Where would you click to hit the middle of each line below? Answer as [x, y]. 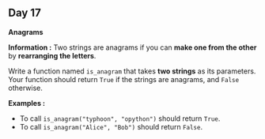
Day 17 [25, 13]
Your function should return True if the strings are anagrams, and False [124, 79]
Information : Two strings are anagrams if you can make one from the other [132, 47]
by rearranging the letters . [52, 55]
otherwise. [26, 88]
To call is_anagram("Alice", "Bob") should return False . [111, 126]
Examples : [27, 103]
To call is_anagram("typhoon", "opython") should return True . [120, 118]
